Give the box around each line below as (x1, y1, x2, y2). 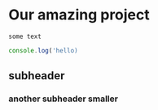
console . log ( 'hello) (8, 46, 79, 54)
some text (8, 32, 42, 40)
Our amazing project (8, 6, 151, 24)
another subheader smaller (8, 93, 118, 104)
